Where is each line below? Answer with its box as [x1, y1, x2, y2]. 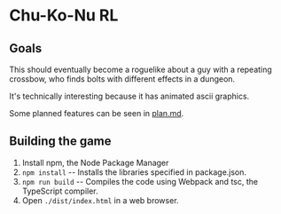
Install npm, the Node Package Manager [21, 157, 169, 168]
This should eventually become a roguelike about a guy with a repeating [9, 64, 272, 75]
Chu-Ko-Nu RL [9, 5, 119, 26]
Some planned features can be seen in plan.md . [9, 108, 184, 118]
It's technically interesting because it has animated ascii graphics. [9, 91, 250, 101]
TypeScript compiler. [21, 186, 99, 196]
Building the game [9, 134, 113, 149]
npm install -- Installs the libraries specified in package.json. [21, 166, 246, 178]
